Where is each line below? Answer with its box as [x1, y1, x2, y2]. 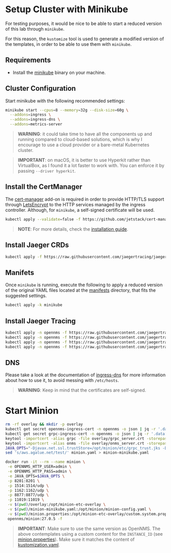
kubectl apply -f [5, 254, 42, 259]
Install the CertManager [5, 182, 82, 191]
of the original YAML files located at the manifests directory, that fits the [5, 287, 156, 293]
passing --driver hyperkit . [17, 168, 76, 174]
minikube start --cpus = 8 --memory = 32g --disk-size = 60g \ [5, 107, 129, 113]
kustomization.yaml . [17, 541, 60, 548]
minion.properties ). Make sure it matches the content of [17, 536, 135, 542]
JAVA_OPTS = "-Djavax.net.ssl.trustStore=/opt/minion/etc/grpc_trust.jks [5, 446, 160, 451]
